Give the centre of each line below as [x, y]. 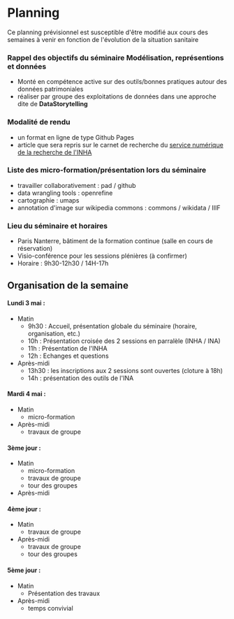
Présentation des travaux [64, 593]
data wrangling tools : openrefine [65, 193]
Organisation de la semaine [68, 285]
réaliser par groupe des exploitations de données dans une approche [117, 96]
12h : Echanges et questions [68, 356]
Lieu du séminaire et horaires [58, 226]
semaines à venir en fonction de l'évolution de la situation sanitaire [103, 39]
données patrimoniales [50, 89]
